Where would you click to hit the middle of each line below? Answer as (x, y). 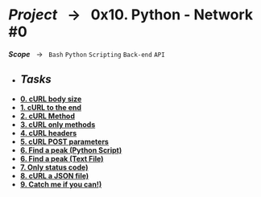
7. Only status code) (54, 167)
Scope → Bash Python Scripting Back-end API (87, 54)
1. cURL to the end (51, 107)
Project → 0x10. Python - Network (131, 15)
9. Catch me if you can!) (61, 184)
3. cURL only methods (58, 124)
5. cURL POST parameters (64, 142)
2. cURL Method (47, 116)
